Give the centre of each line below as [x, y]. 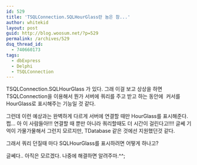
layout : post [22, 28]
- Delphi [22, 66]
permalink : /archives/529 [38, 39]
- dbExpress [26, 60]
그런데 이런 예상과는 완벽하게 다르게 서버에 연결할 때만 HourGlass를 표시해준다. [97, 116]
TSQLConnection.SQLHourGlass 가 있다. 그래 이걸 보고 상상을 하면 [84, 89]
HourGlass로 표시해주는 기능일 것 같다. [51, 104]
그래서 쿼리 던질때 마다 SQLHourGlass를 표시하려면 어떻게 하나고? [82, 143]
